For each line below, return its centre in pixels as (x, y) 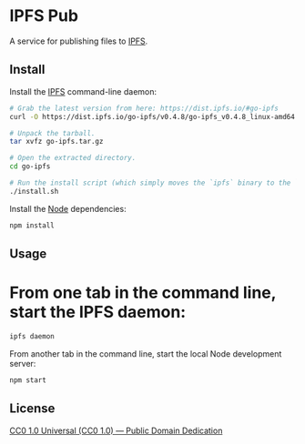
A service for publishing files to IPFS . (79, 41)
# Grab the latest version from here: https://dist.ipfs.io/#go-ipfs (144, 108)
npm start (28, 380)
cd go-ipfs (30, 166)
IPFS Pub (44, 16)
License (32, 409)
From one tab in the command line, (143, 293)
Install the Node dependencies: (68, 208)
